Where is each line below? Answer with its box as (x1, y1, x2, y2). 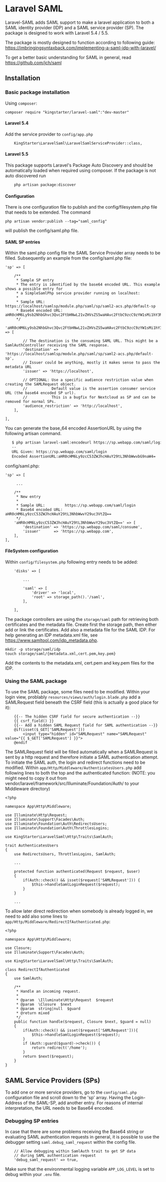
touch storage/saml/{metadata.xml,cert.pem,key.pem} (5, 651, 116, 657)
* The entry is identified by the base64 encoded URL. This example (16, 282, 161, 287)
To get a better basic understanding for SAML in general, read (5, 54, 131, 60)
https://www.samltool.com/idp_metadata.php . (5, 637, 99, 643)
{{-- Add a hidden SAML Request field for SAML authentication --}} (14, 723, 158, 728)
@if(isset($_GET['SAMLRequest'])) (14, 727, 85, 732)
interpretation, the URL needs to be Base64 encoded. (5, 1105, 114, 1111)
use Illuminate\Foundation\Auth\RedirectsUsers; (5, 821, 107, 827)
